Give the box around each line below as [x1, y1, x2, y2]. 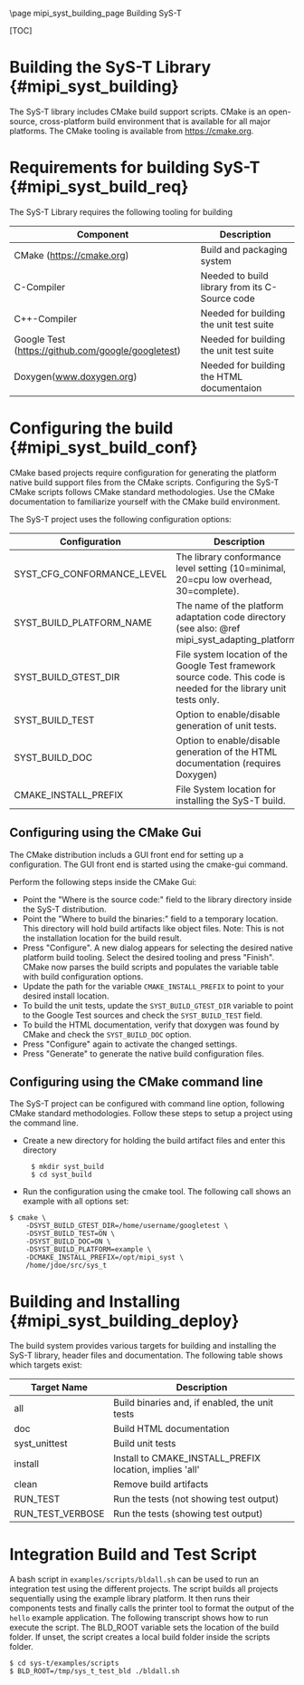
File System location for [176, 783, 276, 795]
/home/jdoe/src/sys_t [25, 1261, 107, 1271]
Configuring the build [9, 418, 174, 439]
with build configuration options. [22, 970, 144, 982]
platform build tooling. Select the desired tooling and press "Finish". [22, 951, 274, 962]
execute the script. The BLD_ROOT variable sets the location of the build [9, 1622, 279, 1633]
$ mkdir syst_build [31, 1163, 104, 1172]
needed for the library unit [176, 682, 287, 695]
